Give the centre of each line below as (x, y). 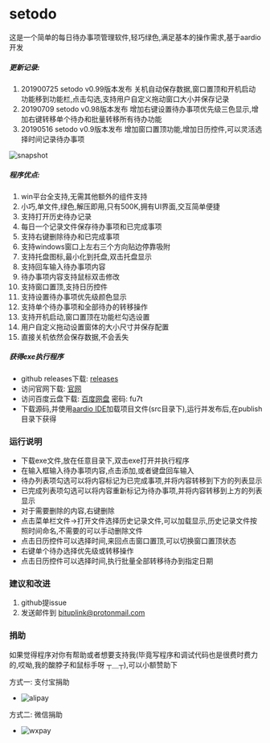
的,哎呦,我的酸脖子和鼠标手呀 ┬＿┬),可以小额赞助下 (93, 664)
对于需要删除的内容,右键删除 (67, 511)
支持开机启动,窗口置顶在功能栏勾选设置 (85, 316)
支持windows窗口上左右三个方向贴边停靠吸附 (96, 247)
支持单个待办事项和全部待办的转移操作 (84, 307)
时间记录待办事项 (56, 139)
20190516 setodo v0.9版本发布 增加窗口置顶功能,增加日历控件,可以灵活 (138, 129)
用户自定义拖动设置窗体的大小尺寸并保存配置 (95, 327)
